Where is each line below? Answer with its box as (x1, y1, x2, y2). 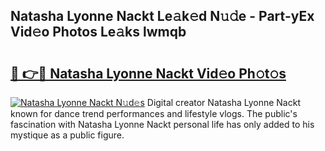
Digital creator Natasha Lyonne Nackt (146, 97, 301, 108)
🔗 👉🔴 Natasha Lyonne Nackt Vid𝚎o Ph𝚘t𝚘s (10, 65, 287, 82)
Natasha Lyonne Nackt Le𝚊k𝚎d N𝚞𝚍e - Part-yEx (10, 8, 315, 25)
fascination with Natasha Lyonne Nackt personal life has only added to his (10, 119, 315, 130)
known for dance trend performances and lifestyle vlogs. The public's (10, 108, 298, 119)
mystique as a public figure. (10, 129, 125, 141)
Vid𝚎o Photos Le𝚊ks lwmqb (10, 24, 187, 41)
